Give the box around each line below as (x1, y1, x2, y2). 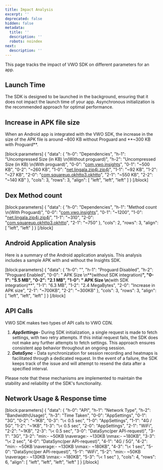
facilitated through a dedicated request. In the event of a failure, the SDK (12, 355, 158, 361)
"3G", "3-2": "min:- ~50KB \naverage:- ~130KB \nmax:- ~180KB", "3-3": (11, 433, 156, 439)
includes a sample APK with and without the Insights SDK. (5, 257, 121, 263)
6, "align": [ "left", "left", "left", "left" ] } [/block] (5, 459, 99, 465)
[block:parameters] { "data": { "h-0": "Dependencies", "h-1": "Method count (5, 204, 157, 210)
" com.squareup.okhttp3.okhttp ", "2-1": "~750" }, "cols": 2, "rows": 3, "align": (5, 219, 159, 225)
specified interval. (12, 365, 49, 371)
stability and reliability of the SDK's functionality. (5, 380, 102, 386)
